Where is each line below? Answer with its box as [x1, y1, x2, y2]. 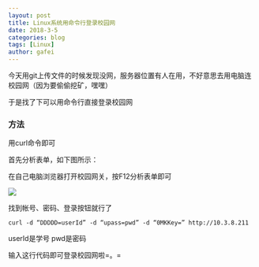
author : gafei [8, 48, 55, 56]
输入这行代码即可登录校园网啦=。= [8, 250, 122, 260]
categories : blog [8, 33, 66, 42]
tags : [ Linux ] [8, 41, 55, 49]
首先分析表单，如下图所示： [8, 155, 99, 165]
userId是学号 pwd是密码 [8, 234, 87, 243]
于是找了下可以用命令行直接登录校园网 [8, 98, 133, 106]
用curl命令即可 [8, 139, 56, 148]
